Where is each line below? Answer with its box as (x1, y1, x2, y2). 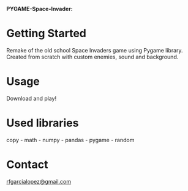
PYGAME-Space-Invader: (6, 5, 73, 12)
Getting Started (6, 27, 87, 40)
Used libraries (6, 116, 79, 130)
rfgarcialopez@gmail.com (6, 178, 72, 185)
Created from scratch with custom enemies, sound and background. (6, 53, 179, 60)
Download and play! (6, 95, 57, 102)
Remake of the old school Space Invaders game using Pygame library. (6, 46, 183, 54)
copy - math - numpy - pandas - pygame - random (6, 136, 135, 143)
